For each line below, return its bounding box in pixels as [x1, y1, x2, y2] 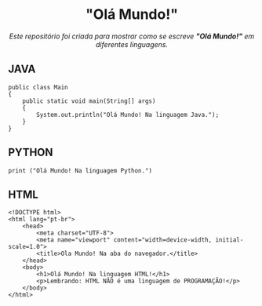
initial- [215, 236, 244, 244]
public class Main [8, 83, 68, 91]
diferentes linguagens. [95, 39, 169, 49]
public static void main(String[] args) [22, 97, 156, 105]
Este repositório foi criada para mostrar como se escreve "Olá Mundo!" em [9, 31, 255, 41]
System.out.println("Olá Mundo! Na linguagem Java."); [36, 111, 220, 118]
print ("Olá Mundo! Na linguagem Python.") [8, 166, 153, 174]
